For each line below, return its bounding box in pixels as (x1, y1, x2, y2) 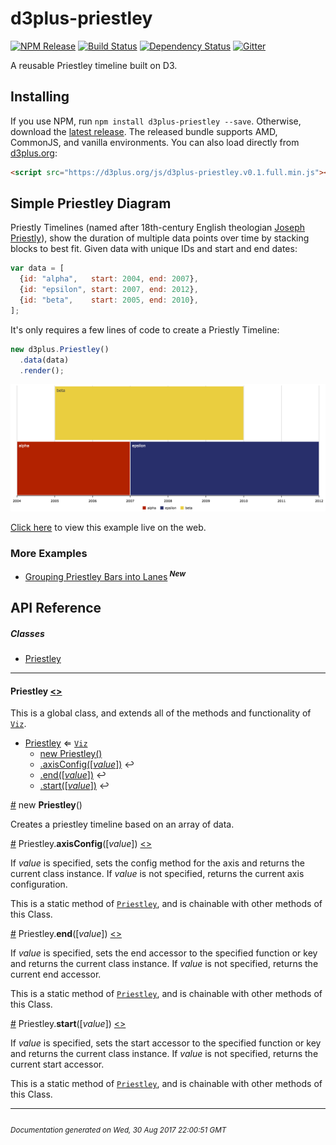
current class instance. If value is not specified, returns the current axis (10, 868, 305, 880)
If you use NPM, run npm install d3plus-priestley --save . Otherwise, (10, 115, 302, 127)
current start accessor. (10, 1058, 105, 1071)
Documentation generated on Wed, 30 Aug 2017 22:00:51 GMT (10, 1125, 227, 1135)
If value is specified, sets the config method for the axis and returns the (10, 857, 305, 869)
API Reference (10, 600, 102, 617)
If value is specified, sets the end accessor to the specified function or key (10, 947, 318, 959)
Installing (10, 88, 70, 106)
